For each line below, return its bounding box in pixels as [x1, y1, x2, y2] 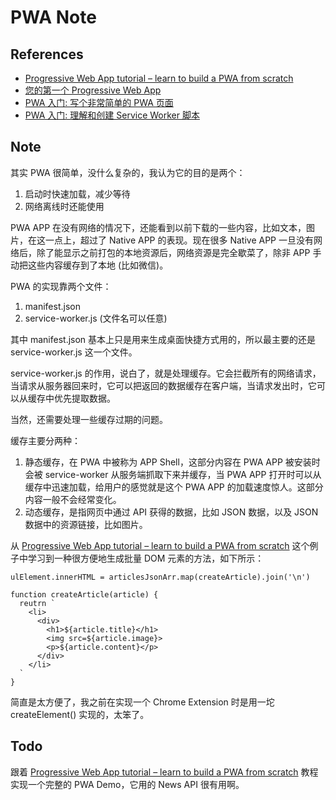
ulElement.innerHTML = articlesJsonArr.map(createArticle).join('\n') [10, 572, 311, 582]
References [10, 46, 84, 63]
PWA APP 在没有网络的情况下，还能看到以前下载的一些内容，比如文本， [10, 221, 307, 233]
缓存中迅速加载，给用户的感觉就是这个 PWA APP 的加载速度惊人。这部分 [24, 481, 324, 493]
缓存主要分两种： [10, 434, 81, 446]
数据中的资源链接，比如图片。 [24, 518, 148, 530]
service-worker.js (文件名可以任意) [24, 312, 168, 324]
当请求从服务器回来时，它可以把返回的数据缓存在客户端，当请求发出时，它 [10, 379, 317, 391]
